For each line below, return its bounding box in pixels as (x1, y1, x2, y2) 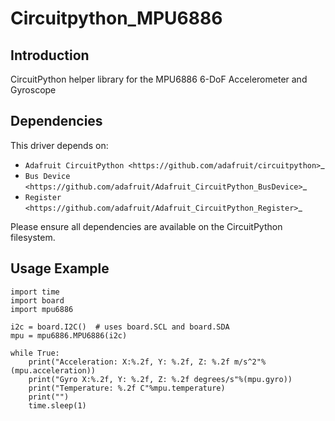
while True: (10, 348, 60, 358)
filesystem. (10, 231, 56, 243)
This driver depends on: (10, 139, 109, 151)
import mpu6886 (10, 304, 74, 314)
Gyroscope (10, 84, 57, 96)
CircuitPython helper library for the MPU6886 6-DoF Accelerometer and (10, 73, 308, 85)
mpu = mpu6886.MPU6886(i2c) (10, 330, 128, 341)
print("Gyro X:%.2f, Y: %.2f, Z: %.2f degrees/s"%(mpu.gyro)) (28, 374, 293, 384)
